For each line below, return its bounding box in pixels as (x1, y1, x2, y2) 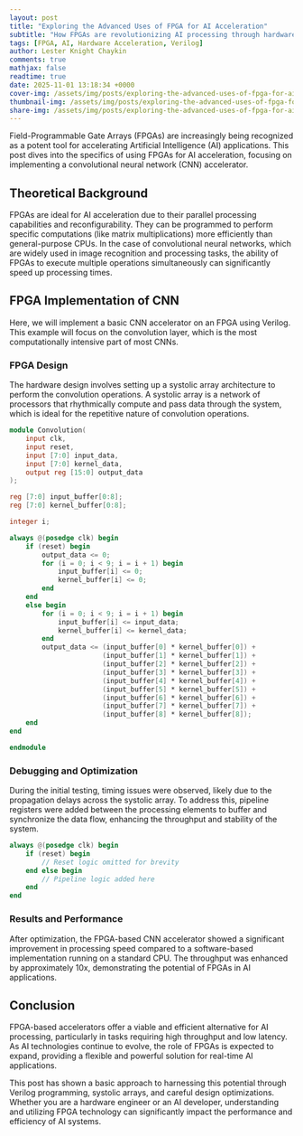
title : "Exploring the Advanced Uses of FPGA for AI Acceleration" (9, 22, 269, 31)
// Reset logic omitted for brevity (41, 858, 179, 867)
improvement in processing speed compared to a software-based (9, 943, 254, 953)
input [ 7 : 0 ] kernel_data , (25, 459, 124, 468)
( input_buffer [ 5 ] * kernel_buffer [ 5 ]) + (102, 684, 256, 694)
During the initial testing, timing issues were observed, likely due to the (9, 785, 272, 796)
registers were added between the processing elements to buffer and (9, 804, 268, 815)
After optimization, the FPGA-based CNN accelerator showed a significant (9, 933, 285, 944)
